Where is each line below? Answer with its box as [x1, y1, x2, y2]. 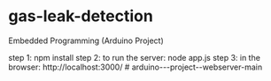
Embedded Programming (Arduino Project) [8, 35, 165, 46]
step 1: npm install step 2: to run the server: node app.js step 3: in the [8, 52, 260, 63]
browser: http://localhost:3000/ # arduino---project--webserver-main [8, 62, 263, 72]
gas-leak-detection [8, 6, 154, 26]
